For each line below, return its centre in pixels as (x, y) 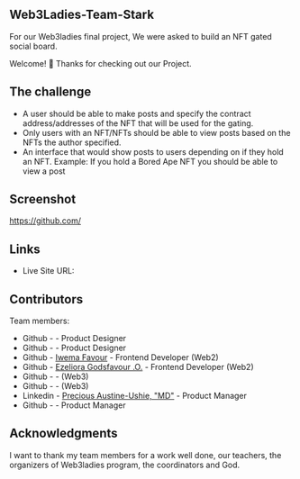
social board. (33, 46)
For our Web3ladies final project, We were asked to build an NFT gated (141, 36)
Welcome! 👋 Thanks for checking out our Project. (100, 63)
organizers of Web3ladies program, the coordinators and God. (125, 465)
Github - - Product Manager (74, 405)
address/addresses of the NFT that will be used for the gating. (138, 123)
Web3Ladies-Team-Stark (82, 15)
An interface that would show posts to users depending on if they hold (153, 151)
